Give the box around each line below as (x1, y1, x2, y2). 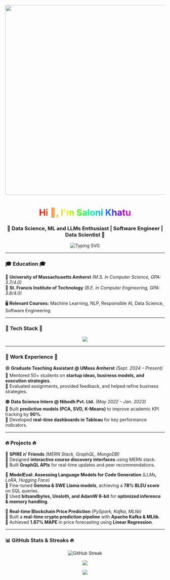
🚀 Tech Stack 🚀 (5, 324, 43, 332)
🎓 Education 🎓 (5, 261, 46, 268)
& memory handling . (5, 499, 49, 505)
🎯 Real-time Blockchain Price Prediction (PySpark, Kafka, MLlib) (5, 508, 142, 514)
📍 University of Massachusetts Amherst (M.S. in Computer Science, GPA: (5, 274, 161, 280)
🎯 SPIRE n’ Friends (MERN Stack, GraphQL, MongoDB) (5, 451, 120, 457)
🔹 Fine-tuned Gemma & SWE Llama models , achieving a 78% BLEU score (5, 482, 160, 488)
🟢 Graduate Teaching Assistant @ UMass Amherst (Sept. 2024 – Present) (5, 365, 163, 371)
